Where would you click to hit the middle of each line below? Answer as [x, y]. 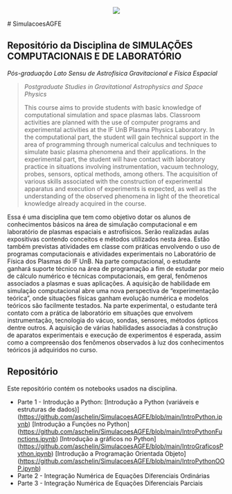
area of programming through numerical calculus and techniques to [121, 144]
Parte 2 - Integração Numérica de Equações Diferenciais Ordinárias [113, 475]
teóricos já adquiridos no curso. [53, 349]
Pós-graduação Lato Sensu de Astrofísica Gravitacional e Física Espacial [113, 73]
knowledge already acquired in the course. [85, 203]
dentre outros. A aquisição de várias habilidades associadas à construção [113, 327]
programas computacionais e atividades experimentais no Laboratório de [111, 254]
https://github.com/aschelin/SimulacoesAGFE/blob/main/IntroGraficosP [122, 446]
